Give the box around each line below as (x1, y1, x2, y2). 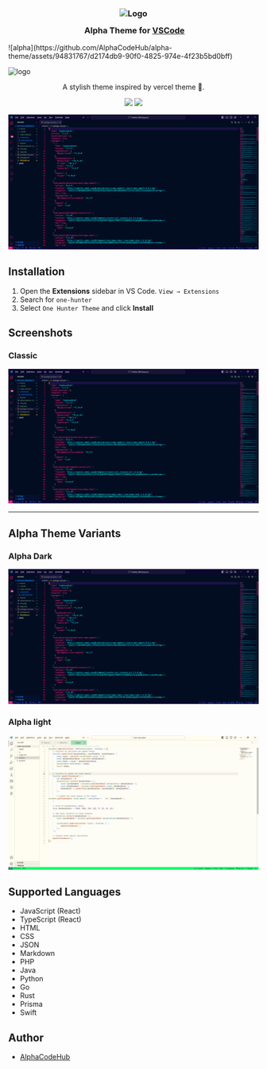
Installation (8, 265, 65, 279)
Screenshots (8, 327, 73, 340)
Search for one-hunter (19, 295, 93, 304)
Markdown (19, 949, 56, 958)
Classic (8, 350, 38, 362)
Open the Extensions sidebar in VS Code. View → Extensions (19, 286, 220, 296)
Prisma (19, 1000, 44, 1009)
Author (8, 1031, 44, 1044)
